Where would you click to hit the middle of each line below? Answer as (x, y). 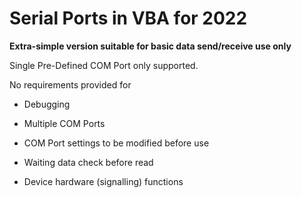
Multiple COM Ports (64, 123)
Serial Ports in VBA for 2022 (128, 18)
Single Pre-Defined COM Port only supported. (104, 65)
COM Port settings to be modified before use (116, 143)
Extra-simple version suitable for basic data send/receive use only (150, 46)
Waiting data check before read (88, 162)
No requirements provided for (70, 84)
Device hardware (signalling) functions (103, 181)
